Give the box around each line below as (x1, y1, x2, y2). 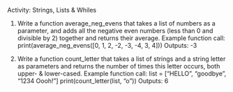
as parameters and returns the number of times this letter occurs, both (17, 62, 220, 70)
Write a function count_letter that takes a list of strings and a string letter (17, 55, 226, 63)
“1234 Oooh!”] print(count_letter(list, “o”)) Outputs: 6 (17, 77, 169, 85)
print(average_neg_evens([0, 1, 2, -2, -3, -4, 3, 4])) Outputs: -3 (17, 42, 197, 49)
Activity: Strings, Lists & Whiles (7, 6, 96, 14)
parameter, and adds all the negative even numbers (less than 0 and (17, 27, 213, 35)
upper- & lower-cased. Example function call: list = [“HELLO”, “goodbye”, (17, 69, 227, 77)
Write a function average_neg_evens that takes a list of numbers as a (17, 19, 216, 27)
